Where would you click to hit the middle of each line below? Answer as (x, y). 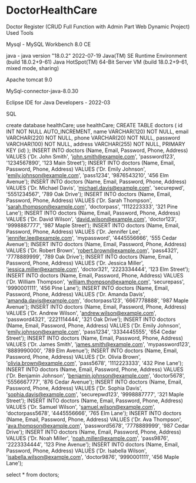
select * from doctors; (33, 474)
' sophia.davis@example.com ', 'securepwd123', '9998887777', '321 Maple (95, 394)
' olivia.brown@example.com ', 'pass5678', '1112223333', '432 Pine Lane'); (95, 363)
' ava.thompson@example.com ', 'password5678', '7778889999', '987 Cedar (98, 425)
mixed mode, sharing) (33, 68)
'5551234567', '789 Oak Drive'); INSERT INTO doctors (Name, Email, (89, 194)
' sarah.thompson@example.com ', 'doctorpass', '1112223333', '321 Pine (92, 206)
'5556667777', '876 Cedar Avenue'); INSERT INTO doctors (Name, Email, (94, 382)
